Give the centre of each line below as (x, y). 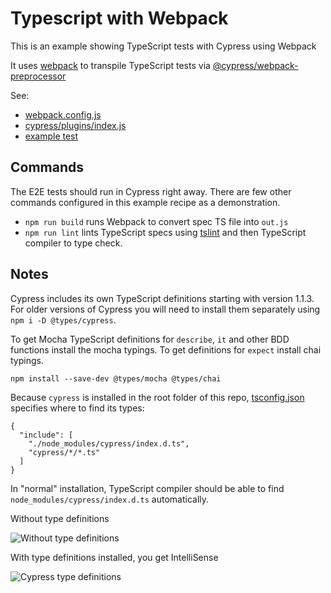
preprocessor (38, 76)
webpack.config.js (63, 114)
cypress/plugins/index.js (75, 125)
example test (51, 136)
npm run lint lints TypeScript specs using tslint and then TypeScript (165, 232)
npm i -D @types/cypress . (63, 319)
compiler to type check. (73, 243)
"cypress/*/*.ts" (64, 452)
